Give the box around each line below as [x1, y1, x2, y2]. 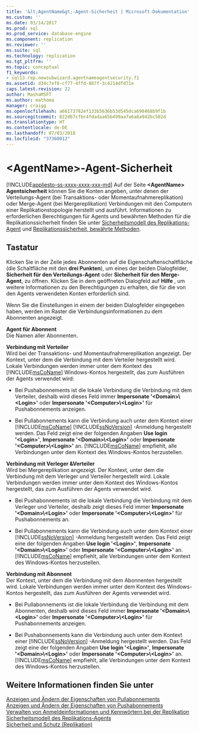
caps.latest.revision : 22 [6, 86, 70, 92]
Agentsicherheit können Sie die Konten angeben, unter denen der [6, 187, 169, 194]
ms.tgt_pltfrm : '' [6, 58, 52, 64]
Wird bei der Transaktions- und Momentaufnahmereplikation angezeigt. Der [6, 349, 192, 357]
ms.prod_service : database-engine [6, 31, 92, 37]
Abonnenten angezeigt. [6, 314, 64, 321]
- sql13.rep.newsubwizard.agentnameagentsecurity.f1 [6, 75, 140, 81]
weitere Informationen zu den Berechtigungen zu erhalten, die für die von [6, 283, 186, 291]
